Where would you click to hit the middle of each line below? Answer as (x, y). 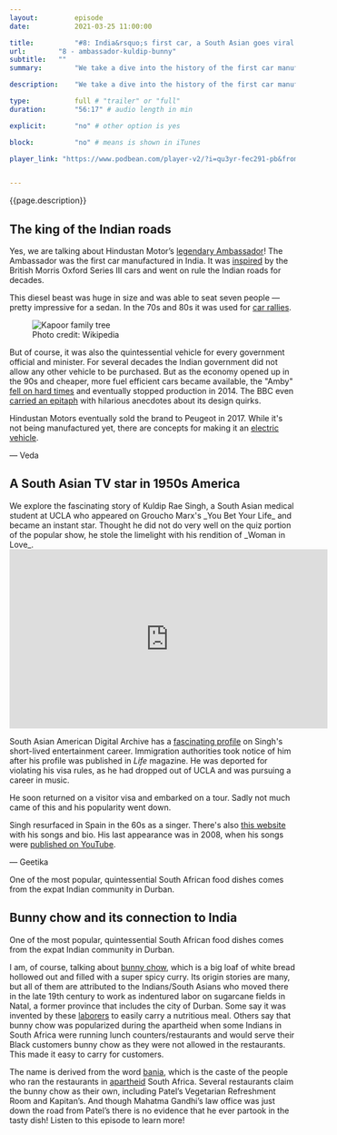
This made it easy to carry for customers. (87, 1054)
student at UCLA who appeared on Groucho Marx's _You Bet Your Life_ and (151, 515)
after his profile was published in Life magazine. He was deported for (139, 760)
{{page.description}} (48, 200)
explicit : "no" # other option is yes (95, 126)
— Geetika (29, 862)
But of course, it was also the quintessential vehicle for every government (147, 352)
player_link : (34, 159)
